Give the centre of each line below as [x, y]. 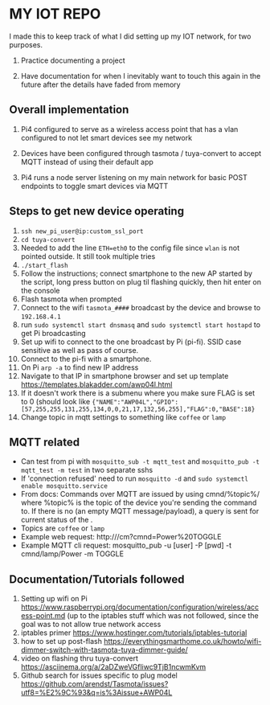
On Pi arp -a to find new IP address [80, 367]
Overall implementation [69, 110]
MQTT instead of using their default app [87, 162]
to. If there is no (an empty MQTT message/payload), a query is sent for [140, 511]
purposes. [26, 44]
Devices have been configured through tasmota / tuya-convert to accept [141, 153]
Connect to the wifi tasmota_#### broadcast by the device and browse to [141, 307]
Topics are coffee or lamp [63, 528]
